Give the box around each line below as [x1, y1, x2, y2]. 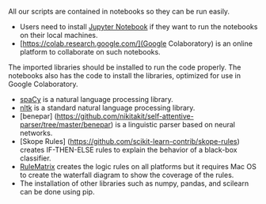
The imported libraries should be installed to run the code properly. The [8, 62, 241, 72]
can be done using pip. [19, 187, 95, 196]
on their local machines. [19, 31, 98, 40]
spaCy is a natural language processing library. [19, 95, 174, 104]
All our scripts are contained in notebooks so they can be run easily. [8, 7, 230, 16]
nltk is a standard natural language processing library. [19, 103, 196, 112]
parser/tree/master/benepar [19, 120, 111, 129]
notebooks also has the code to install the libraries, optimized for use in [8, 71, 241, 80]
